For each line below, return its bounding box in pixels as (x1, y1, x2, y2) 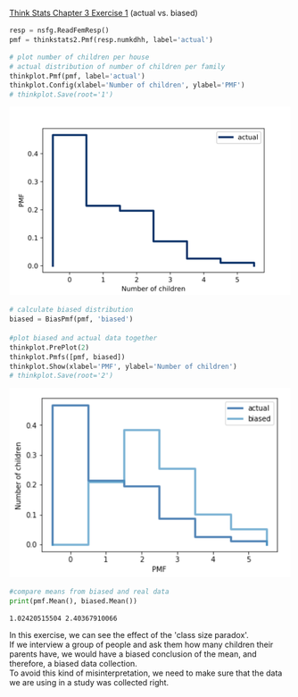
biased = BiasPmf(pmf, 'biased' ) (9, 315, 134, 324)
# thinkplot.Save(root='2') (9, 371, 114, 381)
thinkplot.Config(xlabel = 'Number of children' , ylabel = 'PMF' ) (9, 80, 245, 90)
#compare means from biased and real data (9, 587, 170, 597)
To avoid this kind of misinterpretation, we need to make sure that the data (9, 668, 283, 678)
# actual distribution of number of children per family (9, 62, 226, 71)
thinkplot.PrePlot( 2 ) (9, 343, 90, 352)
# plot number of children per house (9, 53, 150, 62)
